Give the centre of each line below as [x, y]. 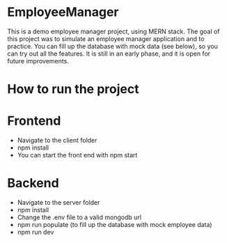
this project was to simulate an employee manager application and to [106, 38]
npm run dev [36, 232]
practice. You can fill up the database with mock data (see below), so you [112, 46]
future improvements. [38, 61]
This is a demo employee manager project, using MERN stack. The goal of [113, 31]
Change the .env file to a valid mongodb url [79, 217]
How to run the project [73, 89]
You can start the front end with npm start [77, 155]
